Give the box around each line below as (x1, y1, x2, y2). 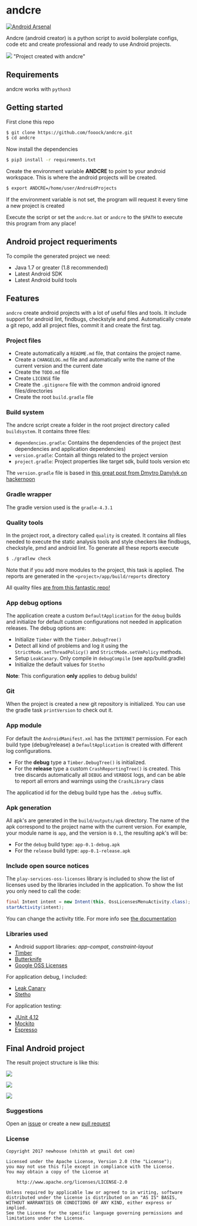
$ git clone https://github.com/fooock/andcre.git (6, 129, 133, 135)
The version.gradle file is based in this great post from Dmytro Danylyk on (6, 469, 188, 477)
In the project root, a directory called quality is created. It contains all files (6, 531, 186, 539)
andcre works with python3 (6, 85, 71, 92)
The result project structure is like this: (6, 1059, 99, 1066)
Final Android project (6, 1043, 85, 1054)
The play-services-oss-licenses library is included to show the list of (6, 875, 175, 882)
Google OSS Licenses (14, 962, 68, 969)
